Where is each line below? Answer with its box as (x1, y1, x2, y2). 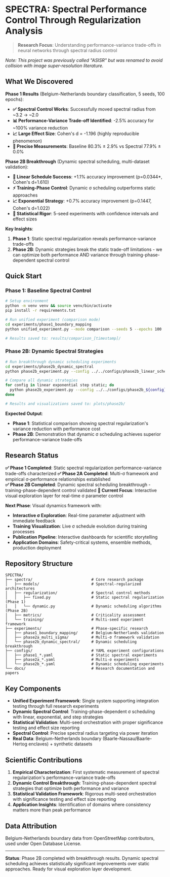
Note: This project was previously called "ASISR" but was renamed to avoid (5, 57, 163, 63)
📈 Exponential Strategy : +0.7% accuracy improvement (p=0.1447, (12, 198, 152, 204)
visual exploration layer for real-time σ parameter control (5, 493, 123, 499)
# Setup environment (5, 299, 49, 304)
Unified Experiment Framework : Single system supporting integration (12, 698, 159, 704)
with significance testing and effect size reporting (12, 796, 116, 802)
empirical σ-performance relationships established (5, 476, 111, 482)
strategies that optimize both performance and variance (12, 786, 129, 792)
